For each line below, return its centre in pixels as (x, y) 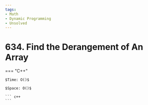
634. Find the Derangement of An (74, 47)
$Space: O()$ (18, 88)
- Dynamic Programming (28, 18)
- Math (12, 14)
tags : (11, 9)
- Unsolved (16, 23)
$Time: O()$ (17, 80)
